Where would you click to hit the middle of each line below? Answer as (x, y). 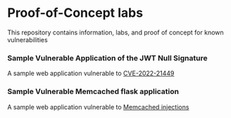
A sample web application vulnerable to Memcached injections (98, 107)
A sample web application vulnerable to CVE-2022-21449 (91, 73)
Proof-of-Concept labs (75, 13)
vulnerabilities (27, 39)
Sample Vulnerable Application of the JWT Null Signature (107, 58)
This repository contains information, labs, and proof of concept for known (115, 32)
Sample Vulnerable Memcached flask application (93, 91)
